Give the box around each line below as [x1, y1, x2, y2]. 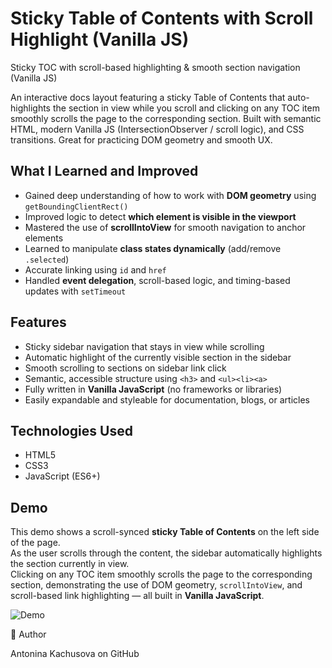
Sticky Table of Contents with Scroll [10, 7, 314, 30]
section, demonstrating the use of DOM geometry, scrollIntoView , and [10, 579, 303, 591]
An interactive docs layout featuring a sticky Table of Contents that [10, 91, 286, 103]
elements [24, 232, 64, 244]
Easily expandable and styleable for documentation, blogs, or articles [24, 393, 310, 406]
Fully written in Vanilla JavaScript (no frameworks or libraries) [24, 383, 283, 395]
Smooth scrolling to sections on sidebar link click [24, 362, 227, 374]
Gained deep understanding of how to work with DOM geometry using [24, 189, 317, 201]
